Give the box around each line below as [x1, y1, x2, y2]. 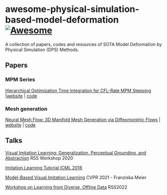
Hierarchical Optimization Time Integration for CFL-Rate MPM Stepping [5, 87, 151, 93]
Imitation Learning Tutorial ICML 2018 [5, 164, 82, 170]
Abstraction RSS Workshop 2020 [5, 155, 73, 161]
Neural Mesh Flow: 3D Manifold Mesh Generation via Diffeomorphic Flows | [5, 116, 161, 122]
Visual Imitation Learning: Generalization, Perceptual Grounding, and [5, 149, 146, 155]
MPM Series [5, 76, 35, 83]
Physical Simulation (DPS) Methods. [5, 46, 79, 52]
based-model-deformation [5, 14, 119, 25]
